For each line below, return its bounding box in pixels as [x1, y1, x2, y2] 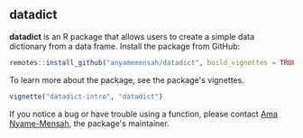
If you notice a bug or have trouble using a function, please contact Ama [9, 108, 278, 119]
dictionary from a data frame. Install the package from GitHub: [9, 41, 241, 51]
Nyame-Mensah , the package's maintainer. [9, 117, 170, 129]
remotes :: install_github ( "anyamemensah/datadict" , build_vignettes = [9, 58, 277, 67]
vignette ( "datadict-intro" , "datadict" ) [9, 92, 164, 101]
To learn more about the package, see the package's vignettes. [9, 74, 245, 85]
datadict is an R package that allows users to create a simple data [9, 31, 255, 41]
